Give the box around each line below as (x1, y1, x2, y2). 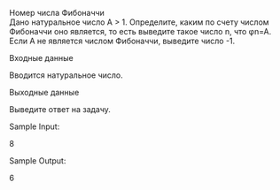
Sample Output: (9, 156, 66, 166)
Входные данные (9, 53, 74, 63)
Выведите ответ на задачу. (9, 104, 111, 114)
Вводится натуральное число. (9, 70, 124, 80)
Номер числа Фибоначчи (9, 8, 105, 18)
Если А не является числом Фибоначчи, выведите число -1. (9, 35, 236, 46)
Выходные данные (9, 87, 80, 97)
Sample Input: (9, 121, 60, 132)
